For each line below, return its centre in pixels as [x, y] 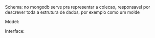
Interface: [15, 31]
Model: [12, 22]
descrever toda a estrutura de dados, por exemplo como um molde [73, 12]
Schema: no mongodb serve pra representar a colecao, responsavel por [78, 7]
